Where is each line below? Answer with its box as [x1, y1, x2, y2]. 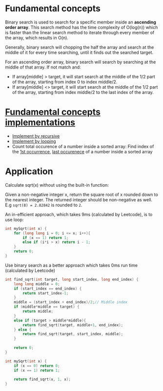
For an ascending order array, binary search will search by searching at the [5, 59, 156, 65]
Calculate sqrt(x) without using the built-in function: [5, 182, 109, 188]
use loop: [5, 217, 24, 222]
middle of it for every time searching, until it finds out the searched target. [5, 49, 154, 55]
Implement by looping [12, 138, 56, 144]
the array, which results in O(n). [5, 35, 68, 41]
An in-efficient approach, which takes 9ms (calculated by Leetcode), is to [5, 211, 153, 217]
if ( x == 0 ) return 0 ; [14, 363, 60, 368]
